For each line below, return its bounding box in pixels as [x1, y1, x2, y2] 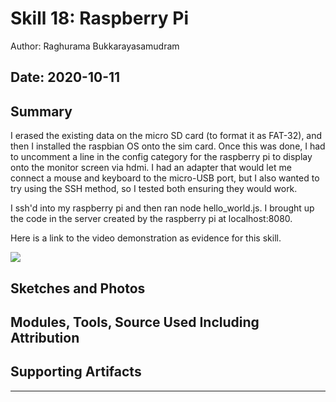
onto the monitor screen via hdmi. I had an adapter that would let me [10, 162, 292, 174]
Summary [10, 103, 73, 120]
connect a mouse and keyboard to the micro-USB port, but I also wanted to [10, 172, 320, 184]
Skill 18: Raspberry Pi [10, 7, 190, 30]
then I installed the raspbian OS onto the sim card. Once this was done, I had [10, 140, 326, 152]
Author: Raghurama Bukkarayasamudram [10, 40, 180, 52]
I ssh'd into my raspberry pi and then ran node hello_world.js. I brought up [10, 202, 315, 214]
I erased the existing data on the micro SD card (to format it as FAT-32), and [10, 130, 323, 142]
